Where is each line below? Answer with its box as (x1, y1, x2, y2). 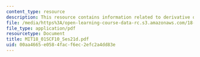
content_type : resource (6, 8, 65, 15)
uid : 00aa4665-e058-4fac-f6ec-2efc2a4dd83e (6, 42, 116, 48)
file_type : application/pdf (6, 25, 76, 31)
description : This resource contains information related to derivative (6, 14, 190, 20)
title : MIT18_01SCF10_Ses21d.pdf (6, 36, 89, 42)
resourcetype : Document (6, 31, 65, 37)
